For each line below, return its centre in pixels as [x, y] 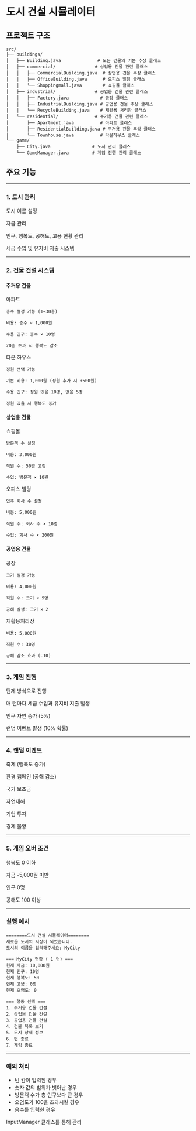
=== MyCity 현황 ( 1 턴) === [40, 959]
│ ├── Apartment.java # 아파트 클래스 [69, 123]
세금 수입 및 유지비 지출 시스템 [40, 248]
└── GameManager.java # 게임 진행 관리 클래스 [79, 153]
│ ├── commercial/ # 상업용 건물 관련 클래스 [77, 67]
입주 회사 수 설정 [24, 501]
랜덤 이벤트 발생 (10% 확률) [37, 728]
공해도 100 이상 [24, 900]
